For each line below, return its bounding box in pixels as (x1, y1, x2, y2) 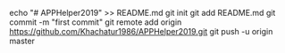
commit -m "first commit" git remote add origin (9, 17, 182, 27)
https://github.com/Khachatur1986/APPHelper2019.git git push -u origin (9, 26, 273, 36)
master (9, 35, 36, 46)
